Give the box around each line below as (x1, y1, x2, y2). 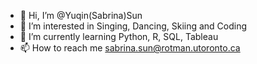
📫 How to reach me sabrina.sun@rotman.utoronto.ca (19, 42, 241, 54)
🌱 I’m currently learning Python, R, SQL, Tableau (19, 31, 219, 42)
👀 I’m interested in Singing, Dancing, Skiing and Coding (19, 20, 248, 32)
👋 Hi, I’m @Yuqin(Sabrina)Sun (19, 10, 143, 21)
